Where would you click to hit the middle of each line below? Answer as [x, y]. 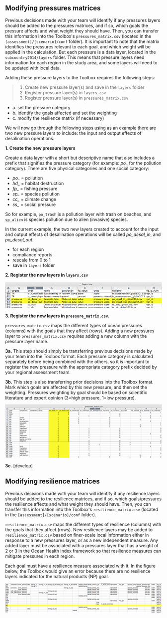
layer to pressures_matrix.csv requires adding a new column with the [76, 336]
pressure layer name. [27, 341]
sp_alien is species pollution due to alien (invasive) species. [67, 219]
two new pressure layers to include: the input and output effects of [73, 133]
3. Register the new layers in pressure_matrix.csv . [57, 316]
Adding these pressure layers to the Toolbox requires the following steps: [80, 77]
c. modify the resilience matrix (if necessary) [58, 118]
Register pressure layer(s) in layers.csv [65, 92]
